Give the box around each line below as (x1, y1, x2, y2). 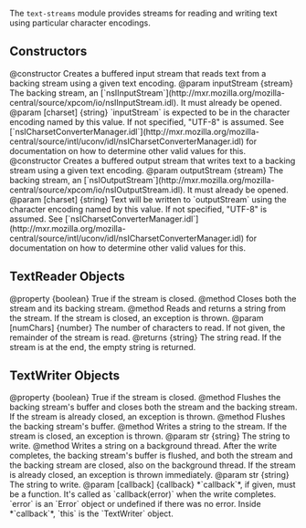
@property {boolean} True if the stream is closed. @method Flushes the (9, 392, 281, 403)
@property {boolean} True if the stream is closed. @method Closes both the (9, 293, 297, 304)
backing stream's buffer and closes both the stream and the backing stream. (9, 401, 298, 413)
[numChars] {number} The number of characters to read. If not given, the (9, 322, 286, 333)
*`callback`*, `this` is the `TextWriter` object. (9, 508, 174, 519)
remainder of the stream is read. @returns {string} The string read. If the (9, 332, 282, 343)
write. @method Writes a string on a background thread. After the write (9, 440, 277, 451)
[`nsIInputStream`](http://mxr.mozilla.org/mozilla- (100, 87, 286, 98)
